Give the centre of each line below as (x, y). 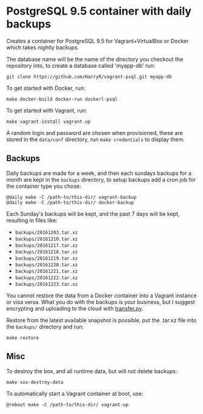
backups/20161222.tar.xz (46, 278)
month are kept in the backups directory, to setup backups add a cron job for (101, 179)
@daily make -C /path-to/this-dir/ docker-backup (70, 202)
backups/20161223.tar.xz (46, 284)
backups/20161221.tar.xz (46, 271)
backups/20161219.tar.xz (46, 258)
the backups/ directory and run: (45, 326)
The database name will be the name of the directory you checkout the (95, 59)
